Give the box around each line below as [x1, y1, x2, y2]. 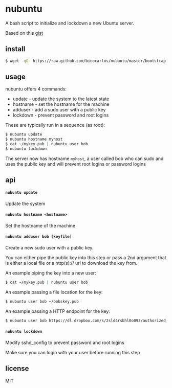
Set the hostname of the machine [5, 222, 76, 229]
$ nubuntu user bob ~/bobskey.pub [5, 299, 79, 304]
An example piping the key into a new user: [5, 269, 96, 276]
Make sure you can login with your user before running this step [5, 349, 140, 355]
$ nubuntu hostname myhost [5, 136, 63, 142]
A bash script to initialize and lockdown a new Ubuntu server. [5, 20, 135, 26]
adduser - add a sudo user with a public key [12, 107, 106, 113]
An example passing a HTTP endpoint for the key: [5, 308, 110, 314]
